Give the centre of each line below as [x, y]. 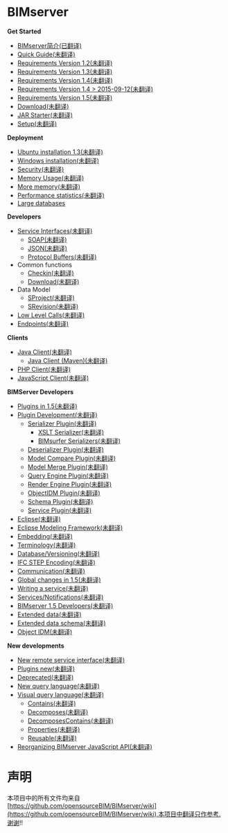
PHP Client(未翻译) [44, 369]
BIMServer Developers [41, 392]
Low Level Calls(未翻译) [51, 315]
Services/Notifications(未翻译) [60, 597]
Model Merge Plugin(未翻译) [68, 466]
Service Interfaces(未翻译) [55, 230]
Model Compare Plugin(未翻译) [72, 458]
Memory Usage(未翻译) [51, 178]
